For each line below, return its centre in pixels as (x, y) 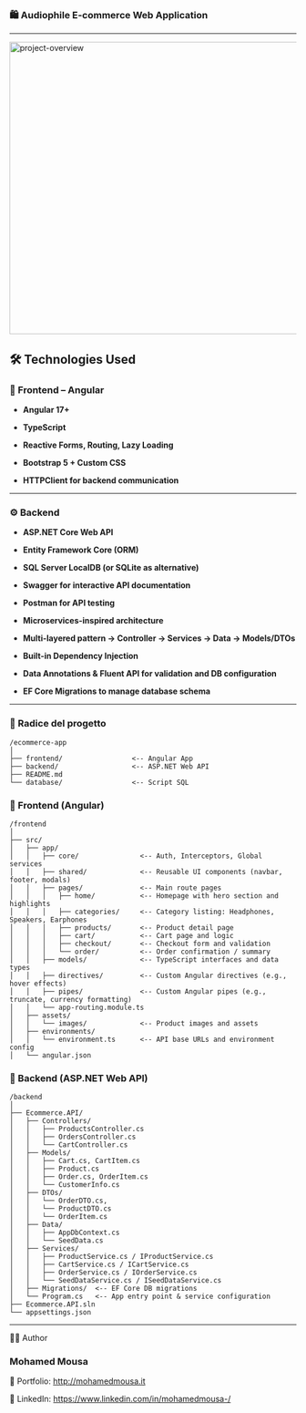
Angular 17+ (46, 409)
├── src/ (26, 840)
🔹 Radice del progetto (58, 724)
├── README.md (36, 774)
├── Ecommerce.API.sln (52, 1305)
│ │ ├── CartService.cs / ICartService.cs (99, 1265)
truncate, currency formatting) (71, 999)
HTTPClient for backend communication (101, 480)
